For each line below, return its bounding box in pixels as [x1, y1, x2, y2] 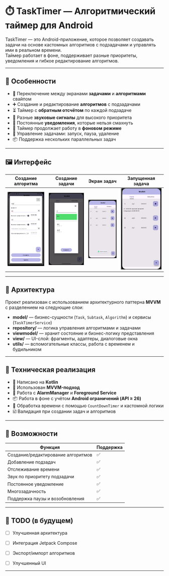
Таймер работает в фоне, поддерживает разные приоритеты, [5, 52, 138, 58]
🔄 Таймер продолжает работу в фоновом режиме [12, 125, 122, 131]
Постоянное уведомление [7, 481, 64, 487]
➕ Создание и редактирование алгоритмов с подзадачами [12, 101, 141, 107]
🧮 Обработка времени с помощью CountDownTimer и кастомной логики [12, 403, 164, 409]
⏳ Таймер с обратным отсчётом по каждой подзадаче [12, 107, 132, 113]
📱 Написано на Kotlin [12, 379, 58, 385]
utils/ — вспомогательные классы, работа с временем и [12, 341, 135, 347]
